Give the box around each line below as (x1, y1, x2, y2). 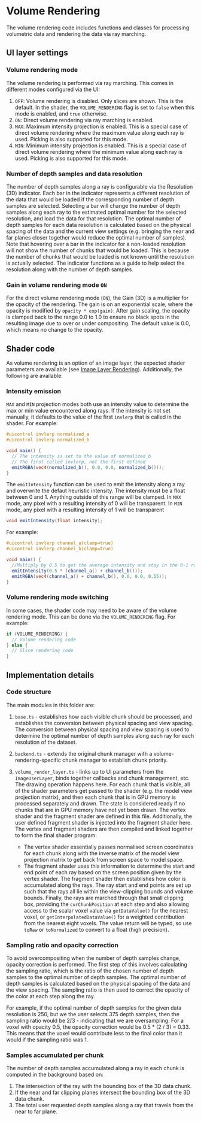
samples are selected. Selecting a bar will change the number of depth (6, 202, 181, 209)
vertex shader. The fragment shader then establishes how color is (23, 875, 187, 882)
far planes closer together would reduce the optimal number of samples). (6, 234, 187, 241)
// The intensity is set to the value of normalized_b (11, 453, 151, 459)
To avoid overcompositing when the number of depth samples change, (6, 955, 181, 962)
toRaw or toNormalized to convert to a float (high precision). (23, 926, 169, 933)
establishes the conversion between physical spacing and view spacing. (14, 719, 193, 726)
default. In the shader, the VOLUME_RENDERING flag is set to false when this (14, 104, 194, 111)
